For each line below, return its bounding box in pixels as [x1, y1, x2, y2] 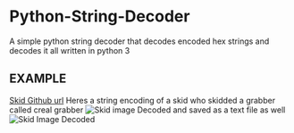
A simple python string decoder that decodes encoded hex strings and [9, 36, 270, 46]
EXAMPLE [9, 71, 67, 87]
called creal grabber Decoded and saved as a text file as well [9, 104, 286, 115]
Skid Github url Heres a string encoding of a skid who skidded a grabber [9, 95, 275, 105]
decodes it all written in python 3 [9, 45, 130, 55]
